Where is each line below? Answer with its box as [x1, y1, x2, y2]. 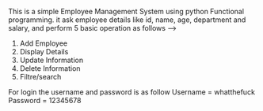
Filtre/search [19, 72, 62, 81]
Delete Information [19, 64, 81, 73]
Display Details [19, 47, 69, 56]
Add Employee [19, 39, 68, 48]
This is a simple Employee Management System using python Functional [8, 7, 244, 16]
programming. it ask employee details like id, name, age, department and [8, 15, 246, 24]
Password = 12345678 [8, 96, 82, 105]
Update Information [19, 55, 84, 65]
